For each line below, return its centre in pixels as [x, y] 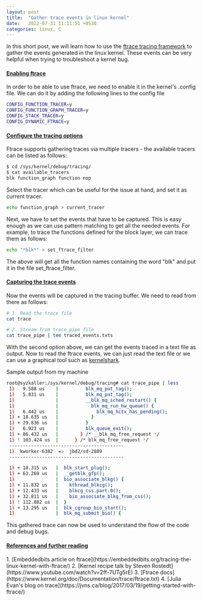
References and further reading [47, 545]
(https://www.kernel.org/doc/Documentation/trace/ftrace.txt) [83, 578]
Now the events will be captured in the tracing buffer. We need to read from [101, 295]
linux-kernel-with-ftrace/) [38, 566]
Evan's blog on [25, 585]
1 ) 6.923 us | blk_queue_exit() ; [70, 429]
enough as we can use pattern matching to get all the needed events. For [98, 225]
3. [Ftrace [146, 572]
